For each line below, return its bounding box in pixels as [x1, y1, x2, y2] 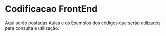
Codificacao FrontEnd [5, 3, 98, 15]
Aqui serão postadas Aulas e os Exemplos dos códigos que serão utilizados [5, 20, 161, 26]
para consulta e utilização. [5, 25, 60, 31]
